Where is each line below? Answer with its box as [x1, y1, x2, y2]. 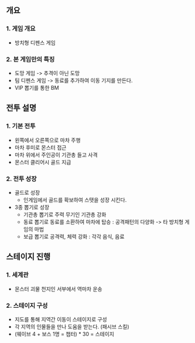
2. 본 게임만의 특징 [6, 55, 55, 63]
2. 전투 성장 [6, 175, 37, 183]
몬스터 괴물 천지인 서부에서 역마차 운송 [14, 285, 102, 292]
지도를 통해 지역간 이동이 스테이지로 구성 [14, 315, 107, 322]
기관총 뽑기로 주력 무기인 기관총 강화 [23, 210, 107, 218]
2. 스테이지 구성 [6, 301, 48, 310]
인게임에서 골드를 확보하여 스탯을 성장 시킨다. [23, 196, 127, 203]
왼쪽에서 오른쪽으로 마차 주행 [14, 137, 81, 144]
